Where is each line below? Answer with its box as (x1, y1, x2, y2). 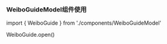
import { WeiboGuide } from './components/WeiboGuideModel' (6, 19, 162, 27)
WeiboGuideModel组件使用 (6, 5, 87, 13)
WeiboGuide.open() (6, 31, 55, 39)
